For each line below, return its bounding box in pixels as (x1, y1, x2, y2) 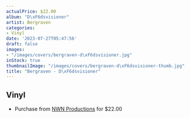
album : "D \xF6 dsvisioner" (6, 14, 69, 20)
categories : (6, 25, 35, 31)
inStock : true (6, 57, 41, 63)
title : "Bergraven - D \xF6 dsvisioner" (6, 68, 101, 74)
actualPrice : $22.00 (6, 8, 57, 15)
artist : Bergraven (6, 19, 51, 25)
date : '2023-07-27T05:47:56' (6, 36, 77, 41)
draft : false (6, 41, 38, 47)
